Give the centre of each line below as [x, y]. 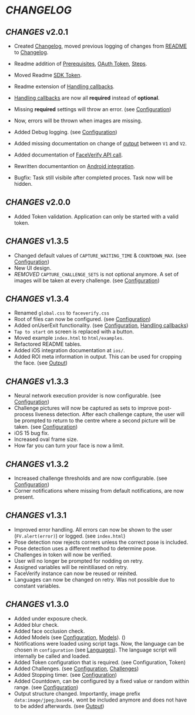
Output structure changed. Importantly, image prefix [77, 693]
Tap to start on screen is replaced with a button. [74, 332]
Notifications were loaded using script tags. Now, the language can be [99, 643]
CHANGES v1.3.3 [37, 381]
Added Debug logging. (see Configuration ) [66, 132]
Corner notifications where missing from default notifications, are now [99, 491]
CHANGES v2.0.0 [38, 203]
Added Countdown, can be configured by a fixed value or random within [101, 681]
